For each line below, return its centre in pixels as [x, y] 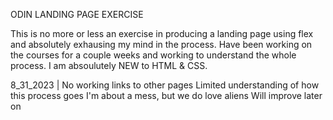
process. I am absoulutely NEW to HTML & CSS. [109, 65]
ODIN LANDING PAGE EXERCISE [77, 14]
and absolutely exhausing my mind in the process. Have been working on [161, 44]
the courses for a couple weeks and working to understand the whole [153, 55]
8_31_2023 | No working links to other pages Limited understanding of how [165, 85]
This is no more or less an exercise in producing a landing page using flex [162, 33]
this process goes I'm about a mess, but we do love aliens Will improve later [166, 95]
